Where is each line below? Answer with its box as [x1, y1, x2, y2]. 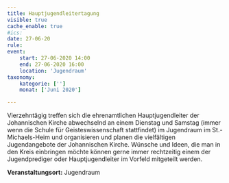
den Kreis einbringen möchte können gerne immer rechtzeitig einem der [7, 148, 211, 156]
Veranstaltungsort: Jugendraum [7, 169, 101, 177]
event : [7, 49, 26, 56]
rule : [7, 42, 23, 49]
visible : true [7, 16, 48, 23]
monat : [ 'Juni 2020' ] [19, 86, 81, 93]
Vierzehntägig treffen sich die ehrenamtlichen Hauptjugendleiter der [7, 111, 200, 120]
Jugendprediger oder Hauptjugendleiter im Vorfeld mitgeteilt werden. [7, 155, 203, 163]
